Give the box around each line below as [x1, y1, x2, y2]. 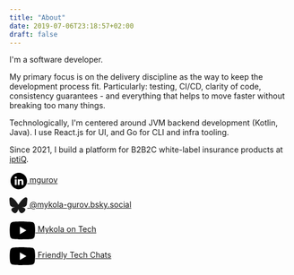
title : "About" [9, 13, 66, 22]
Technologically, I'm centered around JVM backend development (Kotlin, [9, 117, 279, 128]
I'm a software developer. [9, 55, 103, 65]
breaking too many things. [9, 100, 106, 111]
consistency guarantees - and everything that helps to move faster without [9, 90, 285, 101]
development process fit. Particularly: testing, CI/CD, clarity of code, [9, 82, 262, 92]
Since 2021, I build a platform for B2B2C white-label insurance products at [9, 144, 284, 155]
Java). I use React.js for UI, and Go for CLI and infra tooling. [9, 127, 229, 138]
